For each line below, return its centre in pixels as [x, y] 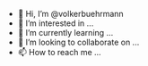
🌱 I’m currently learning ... [65, 33]
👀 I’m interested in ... [56, 23]
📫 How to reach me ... [59, 52]
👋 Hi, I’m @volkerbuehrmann [70, 14]
